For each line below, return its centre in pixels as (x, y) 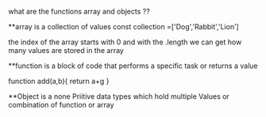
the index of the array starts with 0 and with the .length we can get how (125, 42)
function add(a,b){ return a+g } (59, 81)
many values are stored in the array (66, 50)
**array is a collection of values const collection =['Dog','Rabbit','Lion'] (124, 26)
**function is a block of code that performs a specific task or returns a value (133, 66)
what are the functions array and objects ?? (79, 11)
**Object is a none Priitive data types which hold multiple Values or (119, 96)
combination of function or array (61, 105)
